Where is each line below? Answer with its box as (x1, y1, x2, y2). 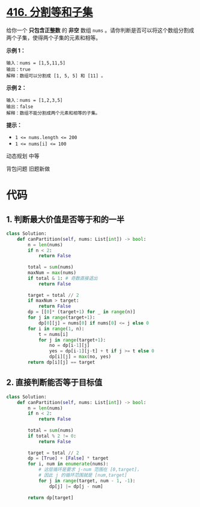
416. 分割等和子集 (6, 5, 93, 19)
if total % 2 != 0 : (28, 433, 77, 439)
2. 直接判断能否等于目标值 (6, 378, 103, 388)
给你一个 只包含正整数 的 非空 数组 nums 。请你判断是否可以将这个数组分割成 (6, 26, 195, 34)
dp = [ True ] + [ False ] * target (28, 455, 109, 461)
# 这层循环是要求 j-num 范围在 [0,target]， (38, 467, 142, 473)
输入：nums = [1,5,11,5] (6, 60, 66, 66)
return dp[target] (28, 494, 74, 500)
